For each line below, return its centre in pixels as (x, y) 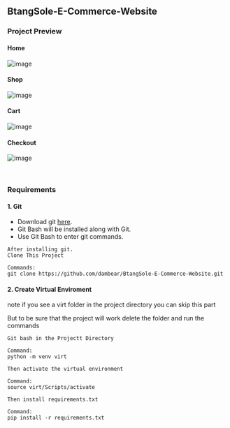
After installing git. (40, 250)
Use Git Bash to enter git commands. (70, 237)
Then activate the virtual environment (65, 369)
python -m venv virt (37, 357)
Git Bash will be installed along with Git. (74, 229)
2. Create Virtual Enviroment (50, 289)
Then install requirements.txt (53, 400)
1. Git (15, 206)
